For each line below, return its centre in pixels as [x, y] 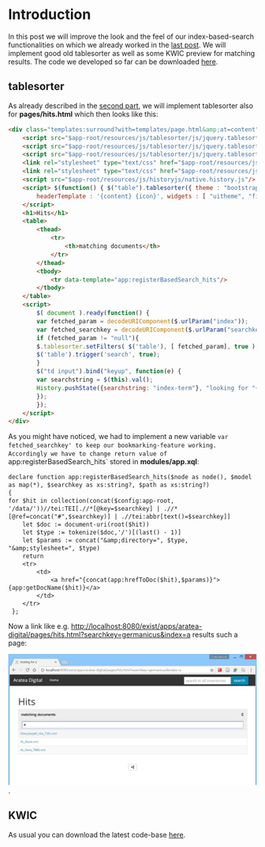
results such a [215, 635]
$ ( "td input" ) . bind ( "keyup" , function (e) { [109, 372]
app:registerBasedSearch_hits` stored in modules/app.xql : [104, 462]
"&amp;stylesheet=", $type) [54, 548]
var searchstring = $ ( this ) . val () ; [95, 380]
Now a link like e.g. [39, 626]
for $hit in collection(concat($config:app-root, [91, 501]
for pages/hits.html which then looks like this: [84, 114]
